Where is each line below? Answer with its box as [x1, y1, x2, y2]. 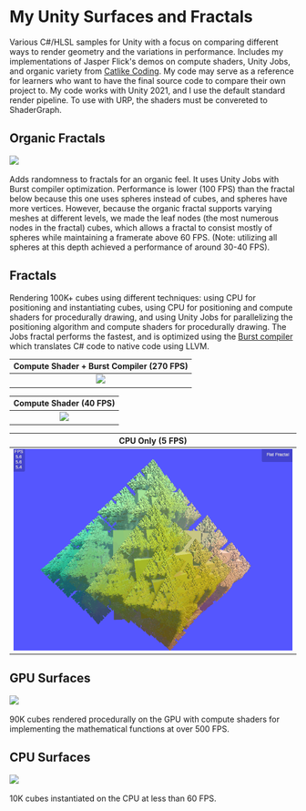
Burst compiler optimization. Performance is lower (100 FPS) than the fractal [9, 183, 296, 194]
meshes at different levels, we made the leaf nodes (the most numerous [9, 212, 280, 223]
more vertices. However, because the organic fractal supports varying [9, 202, 273, 213]
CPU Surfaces [9, 750, 91, 765]
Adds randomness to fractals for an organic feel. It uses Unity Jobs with [9, 173, 280, 184]
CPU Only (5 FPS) [118, 435, 188, 446]
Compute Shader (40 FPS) [13, 398, 116, 409]
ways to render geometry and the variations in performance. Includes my [9, 46, 284, 56]
